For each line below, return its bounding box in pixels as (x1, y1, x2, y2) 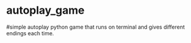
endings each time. (6, 29, 55, 36)
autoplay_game (6, 4, 85, 17)
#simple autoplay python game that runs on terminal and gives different (6, 23, 185, 30)
